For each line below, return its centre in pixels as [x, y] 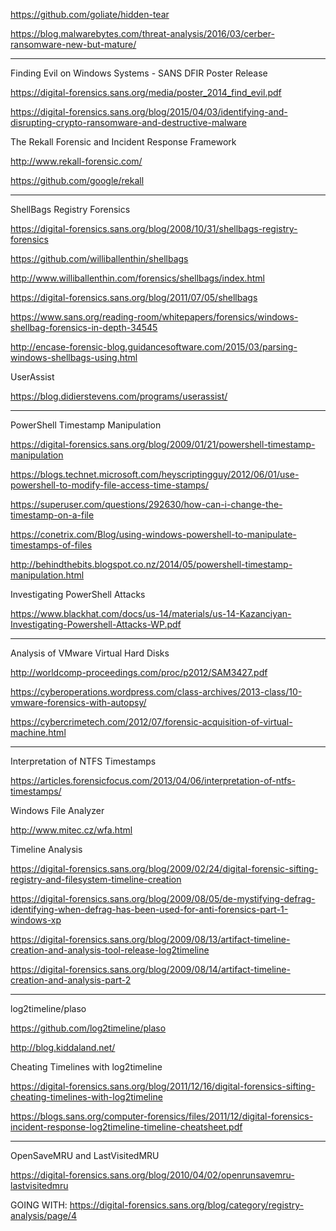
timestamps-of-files [51, 545]
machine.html [38, 732]
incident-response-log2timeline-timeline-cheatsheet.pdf [126, 1127]
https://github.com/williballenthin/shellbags [99, 258]
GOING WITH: [39, 1205]
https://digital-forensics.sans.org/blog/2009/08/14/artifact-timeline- [150, 969]
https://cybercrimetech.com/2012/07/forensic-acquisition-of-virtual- [151, 722]
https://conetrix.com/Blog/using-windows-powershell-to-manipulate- [153, 534]
